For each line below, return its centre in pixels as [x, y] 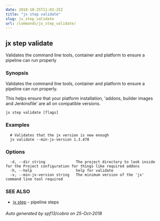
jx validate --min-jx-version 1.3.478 [50, 139]
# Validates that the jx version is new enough [60, 135]
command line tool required [34, 179]
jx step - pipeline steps [36, 202]
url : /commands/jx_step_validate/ [41, 23]
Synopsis [17, 73]
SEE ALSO [18, 191]
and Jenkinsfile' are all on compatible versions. [53, 104]
